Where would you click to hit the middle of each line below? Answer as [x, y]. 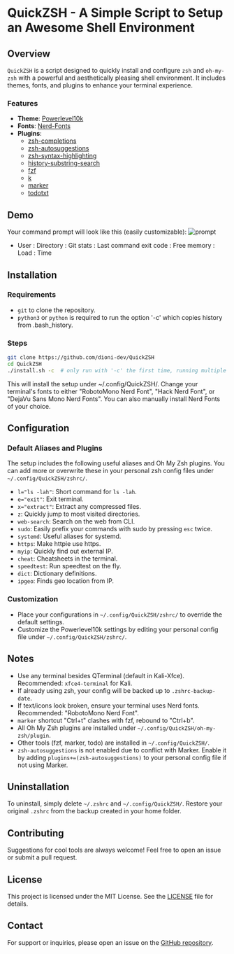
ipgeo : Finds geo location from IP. [65, 581]
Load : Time [35, 253]
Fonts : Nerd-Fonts [44, 126]
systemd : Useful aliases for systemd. [69, 536]
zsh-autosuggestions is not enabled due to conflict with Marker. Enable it [122, 750]
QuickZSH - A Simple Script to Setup [115, 13]
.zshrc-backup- [193, 691]
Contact [25, 926]
